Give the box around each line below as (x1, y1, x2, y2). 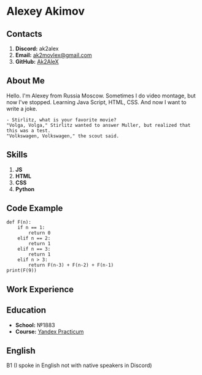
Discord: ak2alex (15, 45, 59, 52)
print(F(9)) (6, 268, 37, 274)
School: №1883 (15, 321, 55, 328)
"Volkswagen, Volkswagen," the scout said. (6, 133, 120, 139)
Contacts (6, 29, 43, 39)
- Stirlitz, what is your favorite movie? (6, 116, 117, 123)
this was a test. (6, 127, 51, 134)
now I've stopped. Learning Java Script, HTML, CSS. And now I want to (6, 98, 187, 105)
